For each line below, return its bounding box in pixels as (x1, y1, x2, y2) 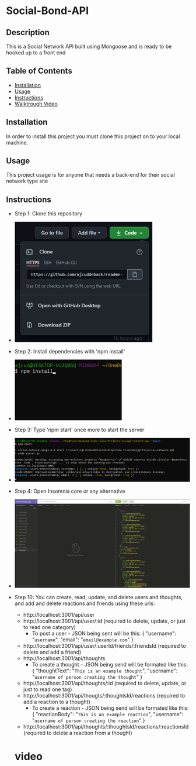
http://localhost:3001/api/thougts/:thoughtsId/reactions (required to (23, 692, 185, 699)
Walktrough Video (14, 100, 58, 107)
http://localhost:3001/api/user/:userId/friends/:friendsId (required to (23, 643, 187, 650)
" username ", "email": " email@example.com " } (32, 636, 134, 643)
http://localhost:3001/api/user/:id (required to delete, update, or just (23, 617, 186, 624)
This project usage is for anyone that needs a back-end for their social (6, 171, 175, 178)
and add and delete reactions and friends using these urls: (14, 600, 155, 607)
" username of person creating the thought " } (32, 674, 143, 681)
